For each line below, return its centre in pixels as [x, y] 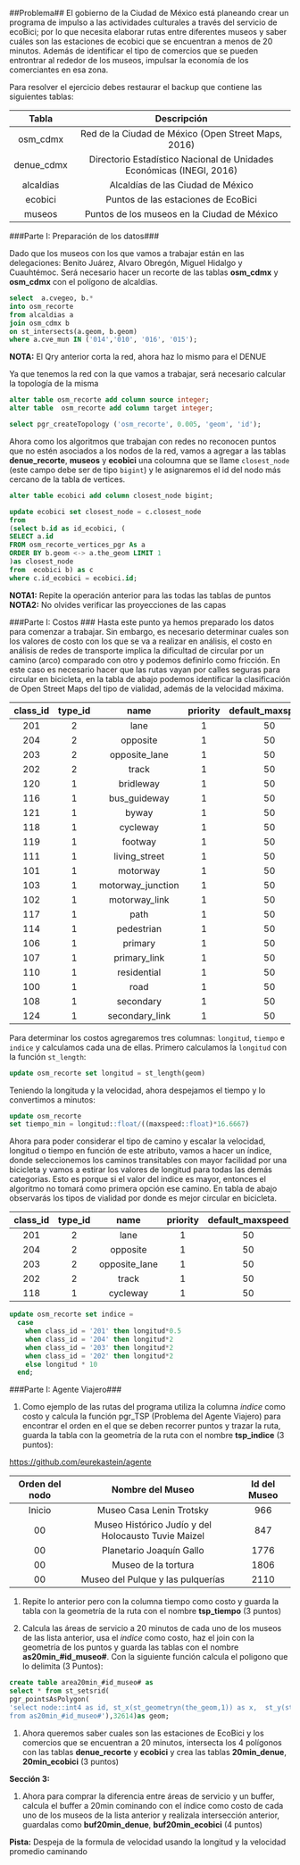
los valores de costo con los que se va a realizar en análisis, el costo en [141, 641]
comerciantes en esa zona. [59, 70]
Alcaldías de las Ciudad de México [181, 185]
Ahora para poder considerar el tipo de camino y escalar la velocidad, [137, 1141]
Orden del [40, 1484]
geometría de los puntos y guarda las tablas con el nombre [130, 1647]
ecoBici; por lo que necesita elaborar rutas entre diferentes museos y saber [148, 32]
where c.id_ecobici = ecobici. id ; [74, 578]
